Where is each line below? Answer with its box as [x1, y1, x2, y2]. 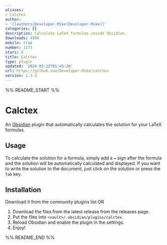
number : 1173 [5, 45, 33, 50]
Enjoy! [12, 225, 26, 231]
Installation [5, 185, 41, 194]
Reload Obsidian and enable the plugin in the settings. [12, 219, 125, 225]
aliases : [5, 7, 24, 13]
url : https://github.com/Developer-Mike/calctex [5, 69, 109, 74]
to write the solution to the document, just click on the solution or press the [5, 165, 161, 172]
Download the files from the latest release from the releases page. [12, 209, 150, 215]
